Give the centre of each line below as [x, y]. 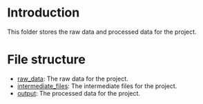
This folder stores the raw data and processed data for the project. [102, 32]
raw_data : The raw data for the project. [73, 79]
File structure [47, 60]
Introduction [43, 13]
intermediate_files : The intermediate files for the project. [97, 86]
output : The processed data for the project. [78, 93]
